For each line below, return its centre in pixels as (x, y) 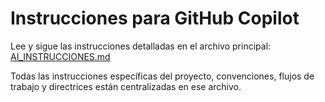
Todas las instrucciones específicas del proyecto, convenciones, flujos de (162, 76)
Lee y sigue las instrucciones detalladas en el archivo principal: (141, 46)
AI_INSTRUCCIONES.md (60, 56)
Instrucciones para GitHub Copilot (155, 18)
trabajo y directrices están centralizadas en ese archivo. (126, 86)
